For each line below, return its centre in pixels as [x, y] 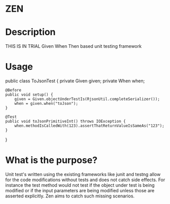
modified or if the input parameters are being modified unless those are [80, 191]
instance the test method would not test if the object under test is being [80, 185]
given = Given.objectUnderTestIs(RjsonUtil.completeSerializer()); [87, 99]
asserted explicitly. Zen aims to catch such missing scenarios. [70, 196]
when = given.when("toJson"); [46, 104]
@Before [13, 90]
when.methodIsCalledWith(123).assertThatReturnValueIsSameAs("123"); [90, 126]
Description [30, 32]
